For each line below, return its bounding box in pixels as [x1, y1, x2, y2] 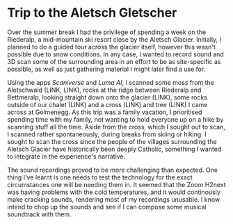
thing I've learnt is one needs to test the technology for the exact [7, 173, 193, 182]
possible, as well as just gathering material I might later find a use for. [7, 65, 206, 73]
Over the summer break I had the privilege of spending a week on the [7, 28, 207, 36]
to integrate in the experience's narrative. [7, 152, 126, 161]
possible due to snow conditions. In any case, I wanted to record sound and [7, 50, 224, 58]
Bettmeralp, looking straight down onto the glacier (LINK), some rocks [7, 93, 207, 102]
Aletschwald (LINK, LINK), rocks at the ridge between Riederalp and [7, 86, 202, 94]
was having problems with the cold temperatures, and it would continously [7, 188, 221, 196]
